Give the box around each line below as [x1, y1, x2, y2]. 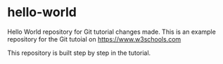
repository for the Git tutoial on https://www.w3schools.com [7, 34, 181, 43]
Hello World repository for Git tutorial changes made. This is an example [7, 27, 216, 36]
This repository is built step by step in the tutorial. [7, 49, 151, 57]
